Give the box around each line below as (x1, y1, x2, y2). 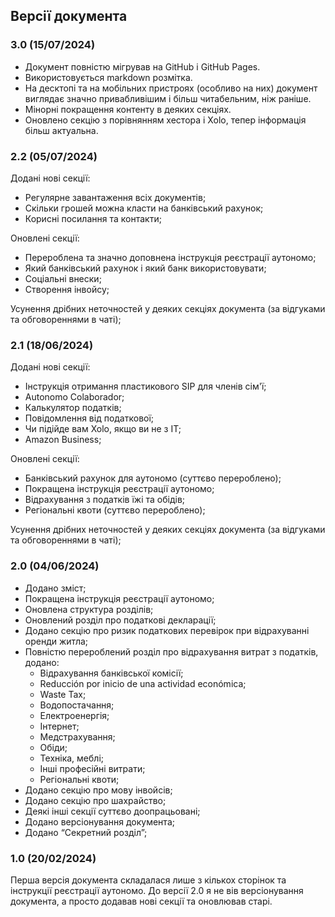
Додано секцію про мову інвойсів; (24, 784, 173, 796)
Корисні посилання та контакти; (24, 212, 162, 224)
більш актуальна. (24, 124, 99, 136)
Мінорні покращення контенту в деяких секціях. (24, 103, 232, 115)
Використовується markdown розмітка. (24, 71, 193, 83)
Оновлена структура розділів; (24, 603, 154, 615)
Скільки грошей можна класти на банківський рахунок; (24, 202, 264, 214)
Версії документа (10, 8, 128, 25)
